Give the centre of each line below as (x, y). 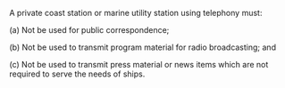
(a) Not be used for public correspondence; (89, 30)
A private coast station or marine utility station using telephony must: (136, 13)
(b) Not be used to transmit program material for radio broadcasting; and (143, 47)
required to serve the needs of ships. (77, 74)
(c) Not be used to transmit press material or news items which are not (139, 64)
